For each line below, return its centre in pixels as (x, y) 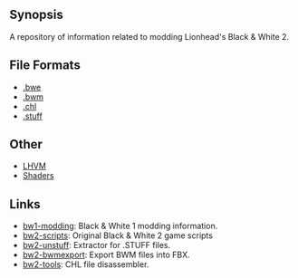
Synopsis (36, 15)
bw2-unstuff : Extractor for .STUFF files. (96, 245)
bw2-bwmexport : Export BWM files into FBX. (106, 255)
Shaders (38, 176)
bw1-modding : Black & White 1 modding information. (120, 226)
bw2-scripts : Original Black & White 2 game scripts (117, 235)
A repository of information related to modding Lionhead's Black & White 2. (149, 36)
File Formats (45, 66)
